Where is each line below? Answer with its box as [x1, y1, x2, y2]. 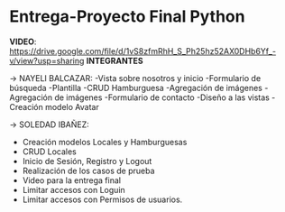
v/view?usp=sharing [9, 55, 85, 66]
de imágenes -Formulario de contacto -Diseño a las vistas [53, 92, 271, 103]
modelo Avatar [44, 101, 99, 112]
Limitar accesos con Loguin [22, 184, 126, 195]
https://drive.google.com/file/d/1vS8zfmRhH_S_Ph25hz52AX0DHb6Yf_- [9, 45, 277, 56]
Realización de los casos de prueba [22, 165, 155, 176]
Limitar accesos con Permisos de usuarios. [22, 194, 183, 205]
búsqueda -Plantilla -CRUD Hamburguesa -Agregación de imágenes [9, 82, 263, 93]
